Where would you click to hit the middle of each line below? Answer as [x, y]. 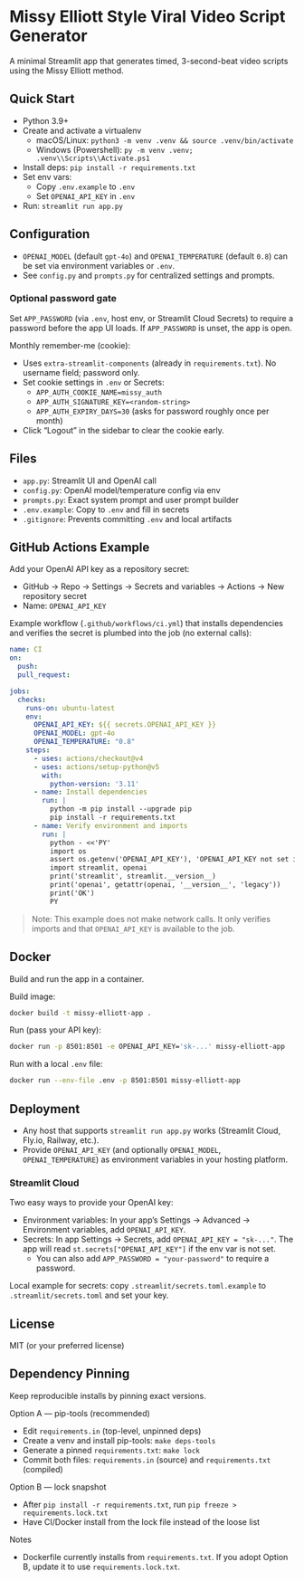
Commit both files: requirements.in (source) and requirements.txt [147, 1460]
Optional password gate [63, 299]
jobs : [19, 691]
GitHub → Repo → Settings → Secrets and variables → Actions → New [153, 586]
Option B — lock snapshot [58, 1487]
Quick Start [42, 99]
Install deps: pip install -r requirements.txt [109, 167]
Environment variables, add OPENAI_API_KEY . [104, 1230]
